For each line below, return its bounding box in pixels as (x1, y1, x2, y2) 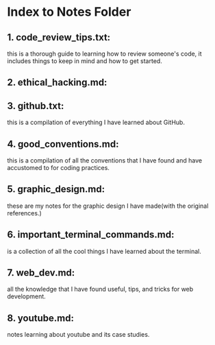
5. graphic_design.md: (7, 183, 105, 195)
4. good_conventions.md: (7, 138, 119, 150)
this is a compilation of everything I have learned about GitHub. (7, 118, 185, 127)
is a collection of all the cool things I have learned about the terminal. (7, 247, 202, 255)
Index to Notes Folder (7, 4, 131, 20)
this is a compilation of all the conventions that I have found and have (7, 156, 203, 165)
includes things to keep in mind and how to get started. (7, 57, 162, 65)
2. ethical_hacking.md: (7, 77, 107, 88)
